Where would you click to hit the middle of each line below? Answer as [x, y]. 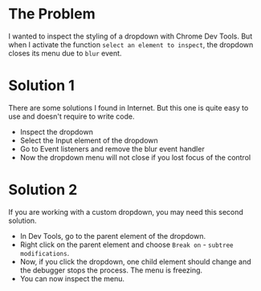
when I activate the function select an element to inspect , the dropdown [131, 44]
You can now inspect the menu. [72, 278]
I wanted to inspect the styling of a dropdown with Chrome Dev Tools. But [130, 36]
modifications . [45, 253]
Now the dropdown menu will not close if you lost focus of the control [135, 157]
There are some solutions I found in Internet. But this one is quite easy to [128, 107]
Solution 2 [43, 190]
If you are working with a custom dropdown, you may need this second [126, 212]
